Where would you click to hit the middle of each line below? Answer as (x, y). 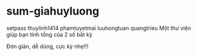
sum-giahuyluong (53, 11)
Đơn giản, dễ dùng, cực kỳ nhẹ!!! (47, 46)
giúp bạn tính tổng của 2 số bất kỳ (50, 34)
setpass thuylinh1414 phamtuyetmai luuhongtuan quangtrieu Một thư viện (99, 28)
